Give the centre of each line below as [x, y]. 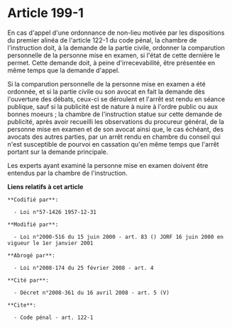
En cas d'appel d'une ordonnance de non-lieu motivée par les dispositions [116, 33]
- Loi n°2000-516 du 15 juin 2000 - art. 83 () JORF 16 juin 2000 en [118, 237]
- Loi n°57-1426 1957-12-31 [55, 212]
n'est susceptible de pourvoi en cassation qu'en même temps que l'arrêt [113, 144]
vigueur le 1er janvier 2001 [50, 243]
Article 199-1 [45, 13]
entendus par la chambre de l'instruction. [67, 173]
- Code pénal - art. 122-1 [54, 317]
